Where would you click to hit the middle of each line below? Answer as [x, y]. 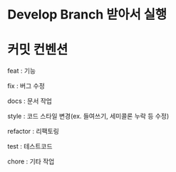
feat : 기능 [22, 71]
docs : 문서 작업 [30, 101]
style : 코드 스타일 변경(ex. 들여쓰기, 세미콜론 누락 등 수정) [88, 116]
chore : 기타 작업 [31, 161]
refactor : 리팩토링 [33, 131]
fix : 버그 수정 [26, 86]
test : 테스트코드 [30, 146]
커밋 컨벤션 [38, 50]
